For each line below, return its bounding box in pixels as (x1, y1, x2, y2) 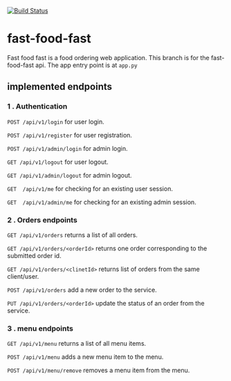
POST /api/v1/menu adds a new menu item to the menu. (7, 353, 164, 361)
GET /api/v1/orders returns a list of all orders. (7, 230, 138, 239)
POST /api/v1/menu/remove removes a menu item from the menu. (7, 366, 190, 375)
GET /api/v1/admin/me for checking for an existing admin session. (7, 198, 197, 206)
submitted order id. (7, 251, 62, 259)
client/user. (7, 272, 39, 280)
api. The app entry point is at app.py (35, 61, 138, 69)
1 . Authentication (7, 102, 68, 111)
